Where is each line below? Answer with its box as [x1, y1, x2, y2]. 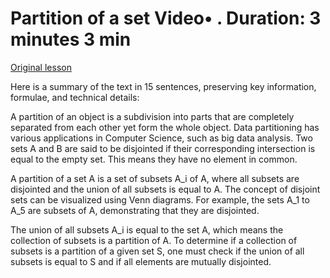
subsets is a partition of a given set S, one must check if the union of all [10, 245, 305, 257]
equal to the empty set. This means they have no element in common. [10, 153, 298, 165]
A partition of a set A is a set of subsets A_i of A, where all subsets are [10, 172, 300, 184]
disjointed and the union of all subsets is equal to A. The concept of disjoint [10, 183, 321, 195]
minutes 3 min [10, 28, 132, 51]
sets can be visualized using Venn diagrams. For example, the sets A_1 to [10, 193, 310, 206]
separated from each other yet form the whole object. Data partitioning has [10, 121, 320, 133]
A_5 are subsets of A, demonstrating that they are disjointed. [10, 204, 260, 216]
